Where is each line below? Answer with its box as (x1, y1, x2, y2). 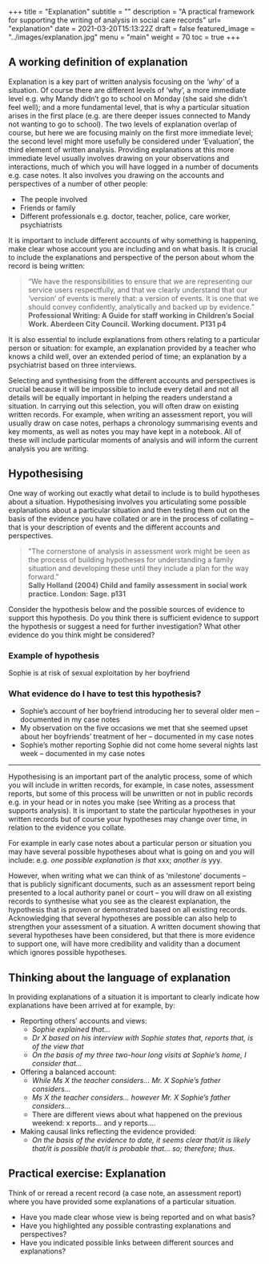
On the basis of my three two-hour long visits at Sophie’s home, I (31, 1050, 247, 1060)
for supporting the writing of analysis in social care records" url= (8, 15, 222, 25)
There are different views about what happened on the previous (31, 1109, 243, 1120)
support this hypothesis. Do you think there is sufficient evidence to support (8, 613, 259, 622)
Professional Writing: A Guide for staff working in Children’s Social (27, 310, 255, 320)
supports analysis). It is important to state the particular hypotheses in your (8, 806, 256, 815)
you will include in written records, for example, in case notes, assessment (8, 780, 255, 790)
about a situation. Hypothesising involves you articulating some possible (8, 497, 247, 506)
